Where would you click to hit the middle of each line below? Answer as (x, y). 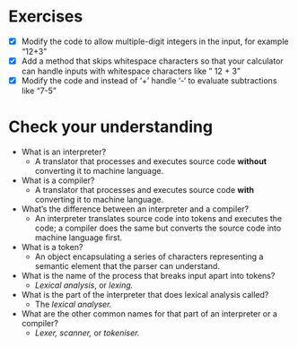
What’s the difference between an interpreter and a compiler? (135, 209)
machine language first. (79, 238)
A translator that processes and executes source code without (150, 161)
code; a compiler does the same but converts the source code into (158, 228)
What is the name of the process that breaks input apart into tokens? (148, 276)
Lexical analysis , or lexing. (84, 285)
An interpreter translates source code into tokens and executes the (158, 219)
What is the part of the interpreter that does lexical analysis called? (145, 295)
